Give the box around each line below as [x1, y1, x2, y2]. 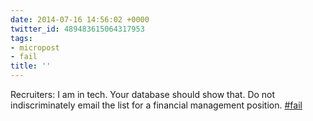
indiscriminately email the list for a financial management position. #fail [10, 99, 303, 111]
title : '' [10, 61, 52, 71]
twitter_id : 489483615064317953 [10, 24, 145, 34]
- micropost [10, 42, 60, 53]
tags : [10, 33, 33, 43]
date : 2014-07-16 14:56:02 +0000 [10, 14, 150, 25]
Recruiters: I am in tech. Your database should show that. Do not [10, 89, 276, 100]
